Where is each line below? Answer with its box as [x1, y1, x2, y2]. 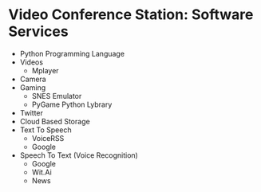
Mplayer [31, 65, 59, 75]
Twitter [19, 108, 44, 117]
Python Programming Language [19, 49, 125, 58]
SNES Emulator [31, 91, 82, 100]
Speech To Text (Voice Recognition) [19, 150, 138, 160]
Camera [19, 74, 46, 84]
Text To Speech [19, 125, 72, 135]
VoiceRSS [31, 133, 65, 143]
